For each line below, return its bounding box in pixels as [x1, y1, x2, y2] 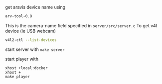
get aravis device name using [5, 4, 66, 10]
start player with [5, 56, 39, 62]
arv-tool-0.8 [5, 14, 32, 19]
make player [5, 74, 30, 79]
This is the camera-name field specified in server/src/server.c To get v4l [5, 22, 158, 29]
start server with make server [5, 46, 65, 52]
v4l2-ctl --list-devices [5, 37, 57, 42]
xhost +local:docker [5, 65, 48, 71]
